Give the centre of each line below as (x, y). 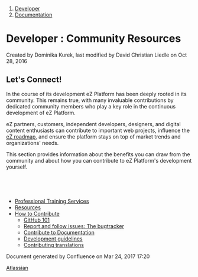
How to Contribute (37, 213)
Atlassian (17, 268)
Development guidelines (53, 239)
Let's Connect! (34, 80)
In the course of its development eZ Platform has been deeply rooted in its (97, 94)
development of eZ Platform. (41, 113)
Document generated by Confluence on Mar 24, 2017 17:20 (78, 256)
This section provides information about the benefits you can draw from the (98, 154)
